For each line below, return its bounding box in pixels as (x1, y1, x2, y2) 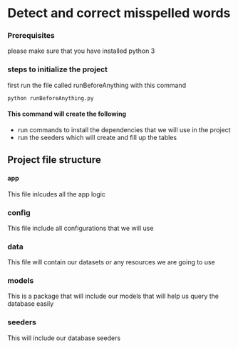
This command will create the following (7, 109, 127, 119)
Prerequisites (7, 31, 55, 41)
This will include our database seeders (7, 334, 121, 342)
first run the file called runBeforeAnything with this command (7, 81, 187, 89)
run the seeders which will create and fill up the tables (17, 133, 177, 141)
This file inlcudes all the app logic (7, 189, 105, 198)
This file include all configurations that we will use (7, 224, 154, 232)
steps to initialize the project (7, 64, 108, 74)
